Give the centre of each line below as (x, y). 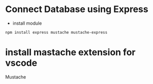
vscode (21, 63)
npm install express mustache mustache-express (56, 32)
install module (27, 23)
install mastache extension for (70, 53)
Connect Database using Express (77, 9)
